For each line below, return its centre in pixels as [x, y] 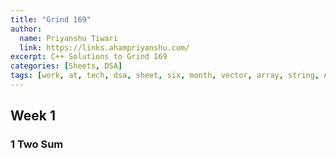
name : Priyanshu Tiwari [68, 38]
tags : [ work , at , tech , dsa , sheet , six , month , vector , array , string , [165, 76]
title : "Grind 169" [51, 19]
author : [26, 29]
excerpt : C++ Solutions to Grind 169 [89, 57]
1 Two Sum [37, 144]
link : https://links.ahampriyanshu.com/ [104, 47]
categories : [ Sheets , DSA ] [66, 66]
